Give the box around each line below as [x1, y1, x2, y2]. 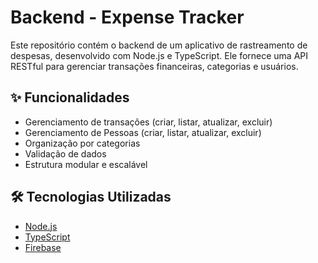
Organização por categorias [24, 137, 141, 149]
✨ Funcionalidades [10, 89, 130, 106]
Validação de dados [24, 147, 107, 160]
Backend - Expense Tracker [10, 6, 245, 29]
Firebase [24, 241, 62, 253]
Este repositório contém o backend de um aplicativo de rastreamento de [10, 39, 308, 51]
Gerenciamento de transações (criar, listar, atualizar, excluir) [24, 116, 273, 128]
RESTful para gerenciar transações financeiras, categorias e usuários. [10, 60, 299, 72]
